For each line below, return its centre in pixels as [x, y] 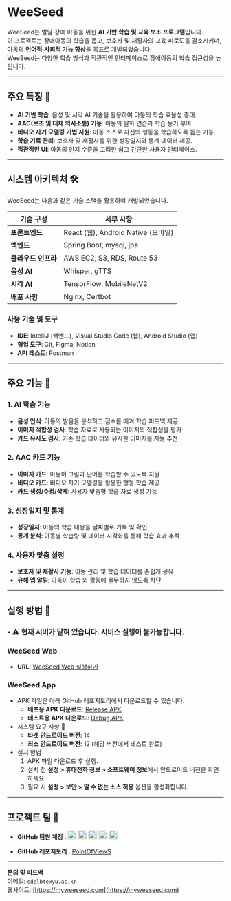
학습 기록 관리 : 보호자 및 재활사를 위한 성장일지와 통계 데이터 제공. [104, 140]
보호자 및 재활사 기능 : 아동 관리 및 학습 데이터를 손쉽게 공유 [95, 571]
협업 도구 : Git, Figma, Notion [56, 344]
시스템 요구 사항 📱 [41, 727]
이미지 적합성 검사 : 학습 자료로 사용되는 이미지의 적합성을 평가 [99, 429]
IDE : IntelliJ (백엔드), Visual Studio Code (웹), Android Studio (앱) [107, 336]
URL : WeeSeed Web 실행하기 [57, 667]
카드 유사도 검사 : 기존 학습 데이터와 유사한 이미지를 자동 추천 [97, 438]
